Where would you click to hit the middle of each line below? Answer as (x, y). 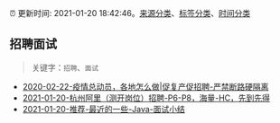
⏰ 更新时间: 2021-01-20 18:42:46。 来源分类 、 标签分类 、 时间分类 (130, 13)
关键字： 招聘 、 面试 (65, 67)
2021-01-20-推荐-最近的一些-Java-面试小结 (103, 109)
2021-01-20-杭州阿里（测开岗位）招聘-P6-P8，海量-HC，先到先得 (146, 98)
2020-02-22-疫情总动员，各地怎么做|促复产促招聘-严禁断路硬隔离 (145, 86)
